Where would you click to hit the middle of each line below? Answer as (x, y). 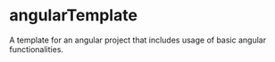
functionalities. (37, 49)
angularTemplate (74, 15)
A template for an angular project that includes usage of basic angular (137, 40)
